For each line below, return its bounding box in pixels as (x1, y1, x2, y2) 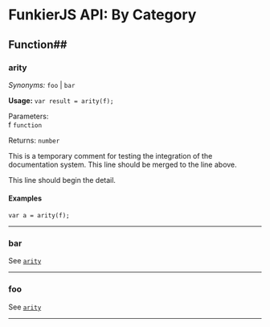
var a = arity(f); (8, 212, 70, 220)
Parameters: (8, 111, 49, 121)
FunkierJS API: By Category (8, 6, 197, 24)
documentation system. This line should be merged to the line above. (8, 159, 237, 169)
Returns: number (8, 135, 60, 145)
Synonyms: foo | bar (8, 80, 76, 89)
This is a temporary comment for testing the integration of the (8, 151, 213, 160)
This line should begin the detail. (8, 175, 117, 184)
